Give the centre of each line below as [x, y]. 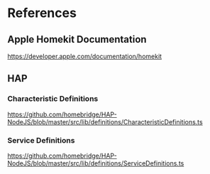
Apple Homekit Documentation [77, 39]
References [42, 13]
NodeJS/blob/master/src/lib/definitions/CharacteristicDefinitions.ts [105, 121]
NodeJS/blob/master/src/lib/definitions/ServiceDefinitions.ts [96, 163]
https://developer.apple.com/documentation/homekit [84, 56]
